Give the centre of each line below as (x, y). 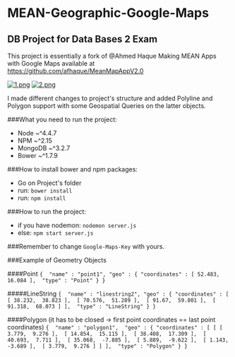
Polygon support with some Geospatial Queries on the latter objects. (107, 106)
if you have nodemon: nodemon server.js (77, 225)
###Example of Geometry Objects (57, 260)
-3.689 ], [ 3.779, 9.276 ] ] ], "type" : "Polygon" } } (98, 346)
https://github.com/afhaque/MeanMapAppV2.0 (76, 71)
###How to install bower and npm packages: (72, 169)
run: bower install (45, 190)
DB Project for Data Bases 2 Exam (82, 39)
